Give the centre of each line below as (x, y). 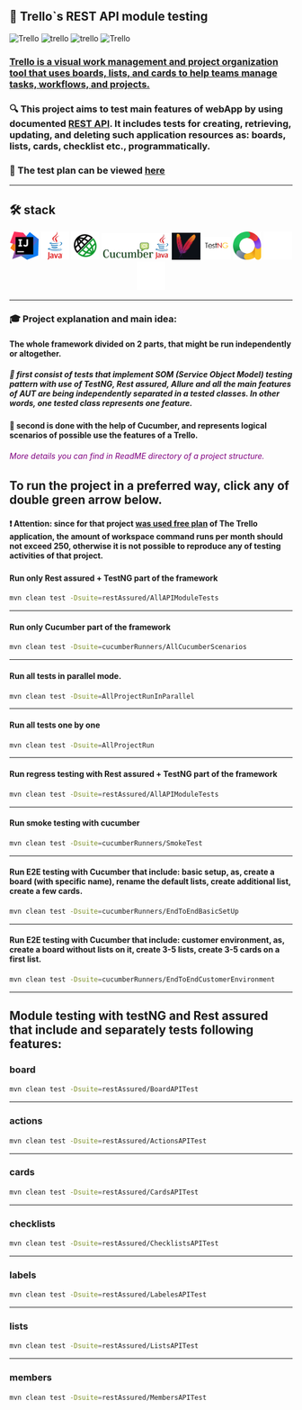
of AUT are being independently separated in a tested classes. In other (145, 393)
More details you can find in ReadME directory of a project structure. (137, 456)
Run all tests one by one (55, 725)
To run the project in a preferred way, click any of (149, 486)
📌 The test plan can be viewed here (87, 170)
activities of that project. (56, 556)
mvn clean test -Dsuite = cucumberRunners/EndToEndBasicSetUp (124, 911)
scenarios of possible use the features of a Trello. (104, 435)
